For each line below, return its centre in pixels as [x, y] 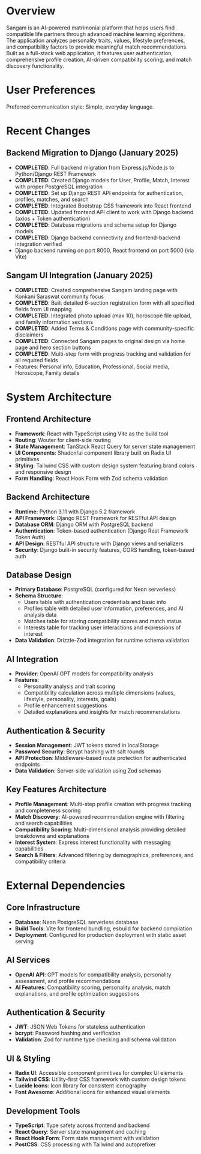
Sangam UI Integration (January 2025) [79, 276]
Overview [31, 11]
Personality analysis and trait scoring [70, 686]
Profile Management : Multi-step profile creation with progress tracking [103, 804]
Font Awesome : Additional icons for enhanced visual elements [92, 1092]
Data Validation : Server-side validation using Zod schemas [88, 770]
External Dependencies [66, 885]
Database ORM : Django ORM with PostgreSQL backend [84, 524]
